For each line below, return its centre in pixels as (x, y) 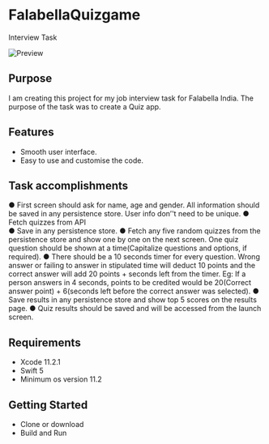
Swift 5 (32, 371)
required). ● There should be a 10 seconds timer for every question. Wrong (134, 257)
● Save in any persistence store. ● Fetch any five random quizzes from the (134, 231)
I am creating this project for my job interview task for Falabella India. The (131, 98)
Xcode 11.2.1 (40, 362)
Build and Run (43, 433)
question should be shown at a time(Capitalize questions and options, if (128, 248)
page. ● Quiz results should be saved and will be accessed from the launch (135, 309)
